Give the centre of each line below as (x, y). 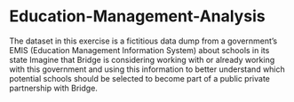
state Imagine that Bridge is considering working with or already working (142, 59)
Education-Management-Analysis (137, 16)
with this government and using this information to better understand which (147, 69)
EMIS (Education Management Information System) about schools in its (139, 50)
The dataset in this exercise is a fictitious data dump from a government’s (143, 41)
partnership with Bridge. (53, 88)
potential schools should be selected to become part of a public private (140, 78)
